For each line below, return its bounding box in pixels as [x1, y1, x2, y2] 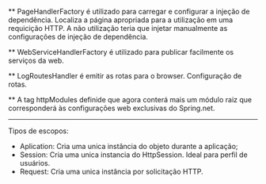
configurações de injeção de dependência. [8, 32, 149, 41]
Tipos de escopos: [8, 126, 69, 136]
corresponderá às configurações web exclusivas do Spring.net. [8, 103, 215, 113]
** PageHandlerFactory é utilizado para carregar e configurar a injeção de [8, 7, 250, 16]
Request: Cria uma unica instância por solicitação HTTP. [19, 167, 203, 176]
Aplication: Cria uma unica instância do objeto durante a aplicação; [19, 142, 239, 151]
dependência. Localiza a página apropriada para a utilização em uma [8, 15, 234, 25]
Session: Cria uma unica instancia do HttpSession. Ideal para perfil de [19, 150, 248, 159]
